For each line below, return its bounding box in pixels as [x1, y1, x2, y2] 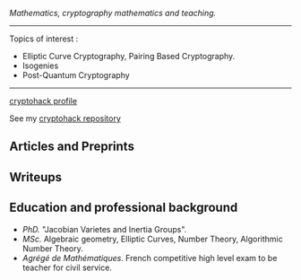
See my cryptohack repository [9, 113, 121, 124]
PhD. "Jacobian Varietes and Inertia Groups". [21, 223, 187, 234]
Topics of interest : [9, 33, 79, 44]
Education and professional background [9, 200, 238, 215]
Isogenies [21, 60, 59, 71]
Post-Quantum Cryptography [21, 70, 130, 80]
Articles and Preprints [9, 139, 134, 154]
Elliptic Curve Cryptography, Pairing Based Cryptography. [21, 51, 236, 61]
